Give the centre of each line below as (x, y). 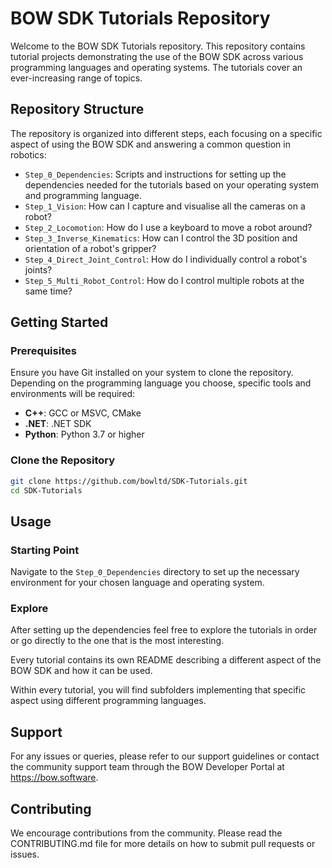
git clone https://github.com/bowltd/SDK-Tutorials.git (129, 481)
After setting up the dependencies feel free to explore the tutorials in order (164, 630)
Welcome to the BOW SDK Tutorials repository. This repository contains (158, 46)
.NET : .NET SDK (58, 424)
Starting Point (45, 550)
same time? (48, 291)
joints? (38, 269)
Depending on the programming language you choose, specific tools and (161, 383)
